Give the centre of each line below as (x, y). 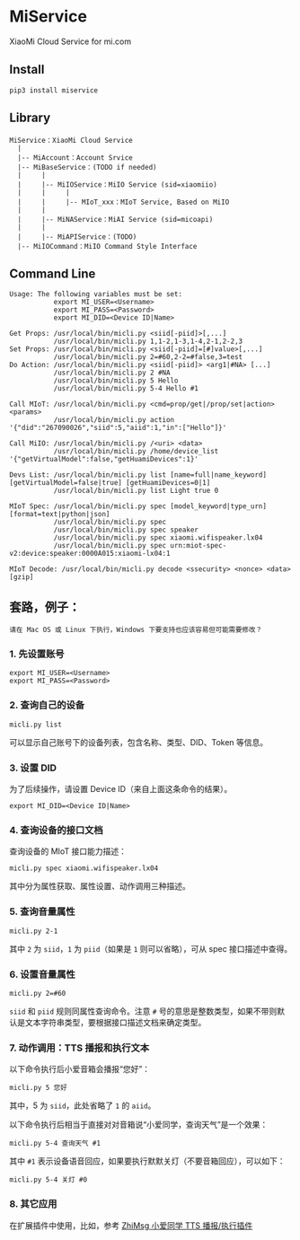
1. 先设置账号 (37, 655)
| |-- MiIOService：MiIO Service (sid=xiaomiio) (117, 185)
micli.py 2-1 (34, 931)
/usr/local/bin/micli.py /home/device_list (136, 452)
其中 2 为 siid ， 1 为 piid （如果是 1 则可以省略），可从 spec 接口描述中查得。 (151, 948)
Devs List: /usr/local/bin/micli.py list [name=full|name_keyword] (138, 475)
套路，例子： (45, 607)
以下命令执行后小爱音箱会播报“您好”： (80, 1069)
